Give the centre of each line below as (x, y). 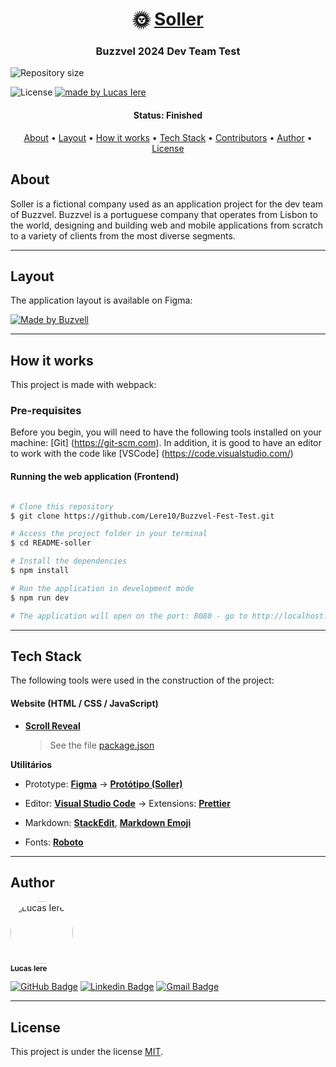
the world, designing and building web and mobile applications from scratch (167, 225)
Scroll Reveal (52, 725)
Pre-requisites (46, 411)
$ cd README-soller (51, 543)
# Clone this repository (62, 506)
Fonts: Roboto (54, 842)
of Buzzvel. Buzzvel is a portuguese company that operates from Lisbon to (164, 214)
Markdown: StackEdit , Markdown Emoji (108, 822)
